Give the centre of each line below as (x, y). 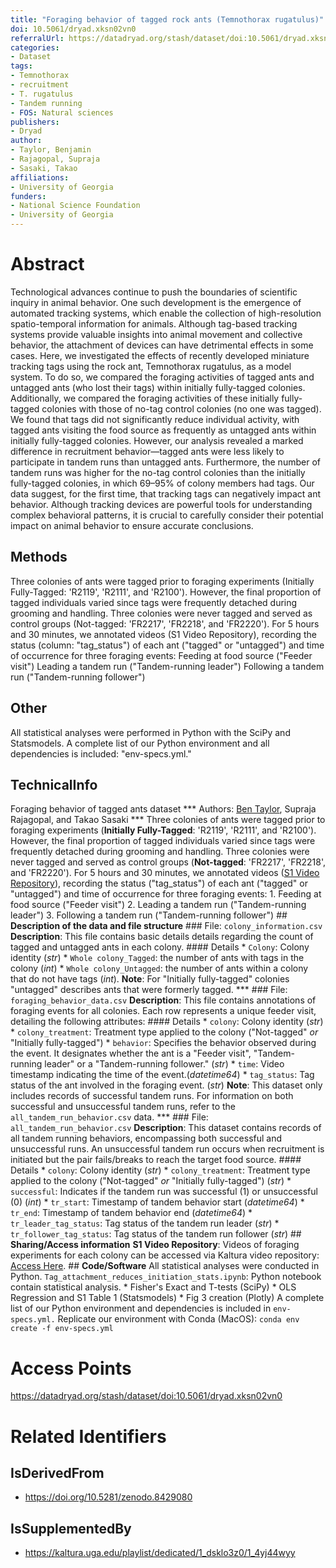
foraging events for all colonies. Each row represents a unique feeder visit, (163, 1011)
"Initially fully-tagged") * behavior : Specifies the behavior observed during (163, 1043)
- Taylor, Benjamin (51, 150)
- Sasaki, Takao (44, 168)
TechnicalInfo (54, 784)
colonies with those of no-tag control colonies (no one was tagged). (181, 408)
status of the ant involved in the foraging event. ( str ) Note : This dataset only (166, 1085)
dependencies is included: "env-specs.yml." (101, 753)
